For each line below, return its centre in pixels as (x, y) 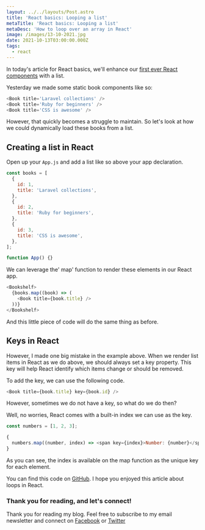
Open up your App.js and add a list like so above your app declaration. (95, 162)
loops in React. (25, 485)
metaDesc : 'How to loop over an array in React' (69, 29)
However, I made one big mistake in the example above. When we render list (102, 355)
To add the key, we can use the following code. (66, 380)
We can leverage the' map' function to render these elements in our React (99, 270)
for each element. (28, 466)
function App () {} (30, 258)
